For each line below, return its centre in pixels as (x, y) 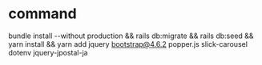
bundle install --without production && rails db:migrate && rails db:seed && (131, 36)
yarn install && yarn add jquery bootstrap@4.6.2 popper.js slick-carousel (128, 44)
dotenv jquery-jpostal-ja (48, 52)
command (43, 14)
